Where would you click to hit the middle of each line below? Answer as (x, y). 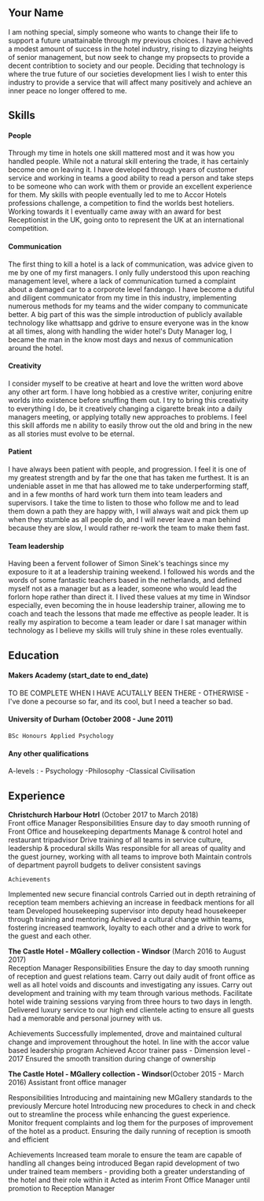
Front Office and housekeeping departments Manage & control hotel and (126, 832)
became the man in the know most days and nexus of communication (121, 339)
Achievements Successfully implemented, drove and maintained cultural (125, 1034)
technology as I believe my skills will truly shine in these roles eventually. (126, 631)
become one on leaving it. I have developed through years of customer (123, 170)
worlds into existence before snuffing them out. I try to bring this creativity (128, 400)
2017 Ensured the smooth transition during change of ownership (112, 1059)
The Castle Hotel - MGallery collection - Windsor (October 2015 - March (126, 1074)
